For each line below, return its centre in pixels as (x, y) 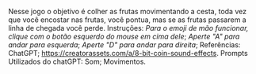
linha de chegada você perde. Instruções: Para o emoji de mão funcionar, (128, 28)
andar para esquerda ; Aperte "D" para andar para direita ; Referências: (124, 45)
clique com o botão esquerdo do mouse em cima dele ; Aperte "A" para (124, 36)
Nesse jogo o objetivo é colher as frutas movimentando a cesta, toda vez (128, 11)
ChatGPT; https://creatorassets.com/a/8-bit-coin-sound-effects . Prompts (128, 53)
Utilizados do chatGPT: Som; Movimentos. (77, 61)
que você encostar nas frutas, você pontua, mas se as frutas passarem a (128, 20)
